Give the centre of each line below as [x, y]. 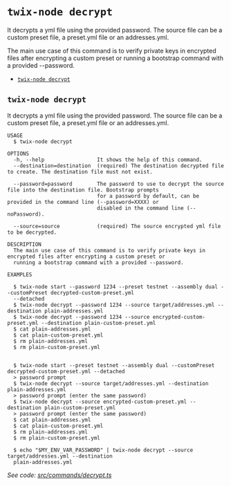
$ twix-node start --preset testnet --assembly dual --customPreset [114, 365]
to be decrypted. [32, 232]
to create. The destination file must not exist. [80, 171]
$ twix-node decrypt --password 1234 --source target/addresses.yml [114, 305]
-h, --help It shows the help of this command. [108, 160]
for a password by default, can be [148, 196]
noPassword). [26, 214]
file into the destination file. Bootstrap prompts [83, 190]
